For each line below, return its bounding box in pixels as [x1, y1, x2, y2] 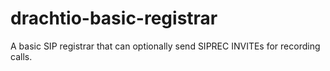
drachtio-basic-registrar [10, 7, 218, 30]
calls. [10, 50, 33, 62]
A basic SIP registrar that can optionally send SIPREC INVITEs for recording [10, 40, 321, 52]
